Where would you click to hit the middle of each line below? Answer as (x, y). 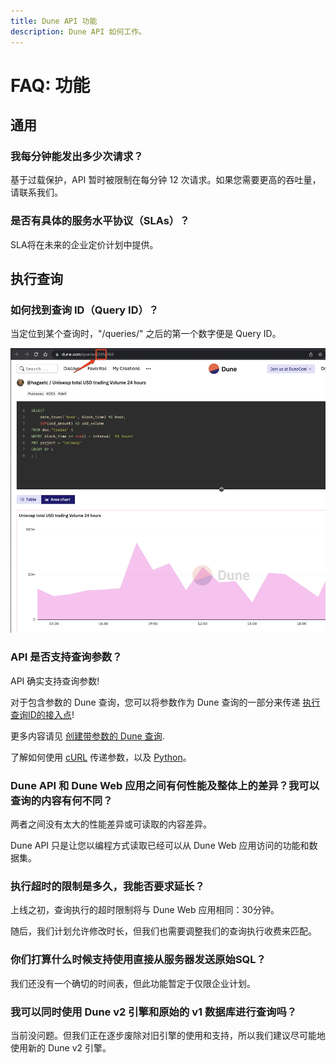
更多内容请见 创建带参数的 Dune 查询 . (87, 736)
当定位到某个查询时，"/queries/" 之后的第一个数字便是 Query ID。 (146, 334)
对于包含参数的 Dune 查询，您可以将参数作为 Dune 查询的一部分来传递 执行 (165, 702)
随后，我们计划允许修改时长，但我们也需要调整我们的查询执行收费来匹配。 (163, 931)
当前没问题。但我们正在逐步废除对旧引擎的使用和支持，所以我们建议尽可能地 (168, 1035)
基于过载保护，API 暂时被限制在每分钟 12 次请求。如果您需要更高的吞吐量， (166, 180)
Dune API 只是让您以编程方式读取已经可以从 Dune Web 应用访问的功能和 (160, 846)
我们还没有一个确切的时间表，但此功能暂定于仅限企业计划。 (133, 983)
